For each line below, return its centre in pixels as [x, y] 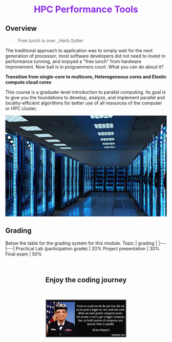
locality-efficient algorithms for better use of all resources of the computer [84, 103]
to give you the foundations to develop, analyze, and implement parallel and [85, 98]
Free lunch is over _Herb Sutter [51, 40]
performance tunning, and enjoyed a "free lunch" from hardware [73, 61]
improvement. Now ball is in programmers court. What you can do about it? [84, 67]
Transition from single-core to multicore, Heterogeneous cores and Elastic [86, 77]
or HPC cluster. [21, 108]
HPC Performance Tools [86, 9]
